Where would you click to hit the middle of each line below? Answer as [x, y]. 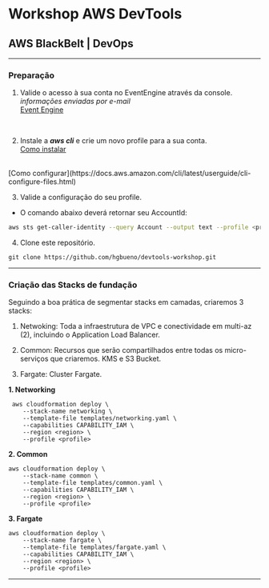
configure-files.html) [42, 182]
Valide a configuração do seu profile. [81, 198]
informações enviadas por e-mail [75, 102]
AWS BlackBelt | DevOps [71, 44]
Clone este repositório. [58, 243]
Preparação [31, 75]
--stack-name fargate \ [62, 541]
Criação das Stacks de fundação [73, 285]
